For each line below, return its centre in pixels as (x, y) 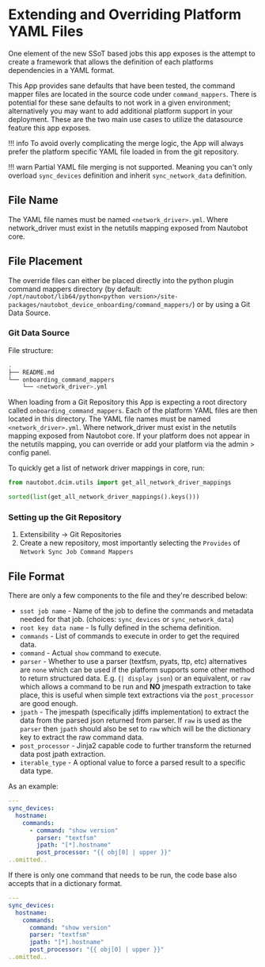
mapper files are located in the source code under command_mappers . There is (132, 94)
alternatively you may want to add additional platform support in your (121, 111)
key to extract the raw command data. (81, 737)
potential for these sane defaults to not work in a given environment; (119, 102)
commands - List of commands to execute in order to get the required (129, 636)
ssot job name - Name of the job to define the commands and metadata (136, 611)
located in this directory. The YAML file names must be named (110, 419)
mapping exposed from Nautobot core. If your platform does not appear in (129, 436)
